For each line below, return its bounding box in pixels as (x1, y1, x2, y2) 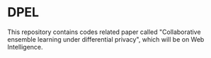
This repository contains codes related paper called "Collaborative (7, 28, 201, 36)
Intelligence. (7, 42, 44, 51)
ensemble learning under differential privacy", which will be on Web (7, 35, 205, 43)
